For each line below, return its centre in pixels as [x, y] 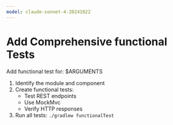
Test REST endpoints [50, 96]
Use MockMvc [42, 102]
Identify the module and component [60, 83]
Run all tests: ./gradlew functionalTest [64, 115]
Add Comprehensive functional [87, 41]
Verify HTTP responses [53, 109]
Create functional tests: [44, 89]
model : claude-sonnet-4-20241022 [49, 12]
